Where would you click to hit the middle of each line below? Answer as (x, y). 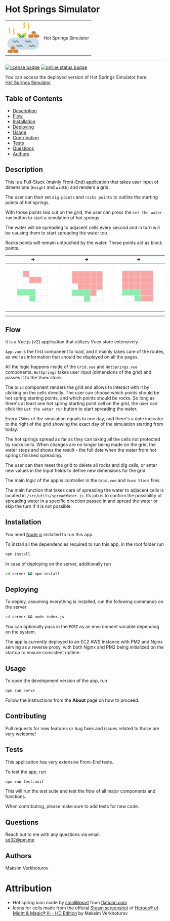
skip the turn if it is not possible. (39, 506)
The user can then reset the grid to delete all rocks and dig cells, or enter (81, 465)
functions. (16, 796)
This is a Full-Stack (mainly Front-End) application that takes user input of (82, 182)
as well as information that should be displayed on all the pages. (72, 357)
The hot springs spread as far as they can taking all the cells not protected (83, 439)
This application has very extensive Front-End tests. (59, 762)
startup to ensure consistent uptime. (43, 653)
